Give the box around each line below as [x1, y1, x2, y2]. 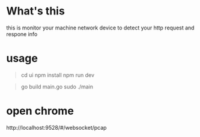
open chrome [6, 104, 74, 118]
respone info [6, 30, 38, 37]
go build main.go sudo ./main [20, 83, 94, 90]
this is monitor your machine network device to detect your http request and [6, 24, 195, 31]
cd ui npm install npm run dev [20, 71, 95, 79]
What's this [6, 4, 65, 18]
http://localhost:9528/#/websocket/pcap [6, 124, 107, 131]
